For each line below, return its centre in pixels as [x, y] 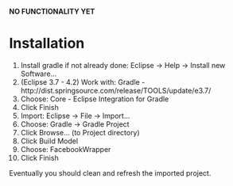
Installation [47, 44]
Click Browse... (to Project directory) [80, 132]
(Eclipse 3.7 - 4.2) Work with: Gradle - [83, 82]
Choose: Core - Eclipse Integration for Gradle [95, 99]
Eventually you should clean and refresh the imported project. [110, 173]
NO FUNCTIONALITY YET [52, 11]
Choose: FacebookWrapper [66, 149]
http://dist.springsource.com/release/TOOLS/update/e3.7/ [116, 90]
